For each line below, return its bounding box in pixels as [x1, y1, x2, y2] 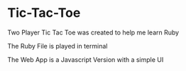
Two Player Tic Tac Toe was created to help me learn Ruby [7, 28, 180, 37]
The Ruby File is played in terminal [7, 41, 108, 50]
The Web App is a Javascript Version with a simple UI [7, 55, 164, 64]
